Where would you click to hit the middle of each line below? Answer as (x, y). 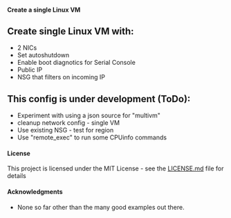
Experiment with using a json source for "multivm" (89, 116)
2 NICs (27, 48)
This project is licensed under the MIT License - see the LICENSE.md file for (115, 168)
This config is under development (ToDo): (99, 99)
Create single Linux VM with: (71, 31)
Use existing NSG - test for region (65, 130)
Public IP (30, 70)
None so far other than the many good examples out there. (101, 207)
